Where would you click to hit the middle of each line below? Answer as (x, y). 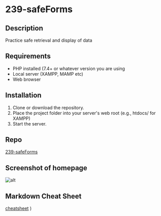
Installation (23, 95)
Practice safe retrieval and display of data (49, 40)
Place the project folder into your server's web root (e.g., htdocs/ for (84, 113)
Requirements (28, 56)
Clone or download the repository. (49, 107)
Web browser (27, 79)
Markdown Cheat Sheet (43, 196)
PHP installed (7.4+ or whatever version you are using (69, 68)
